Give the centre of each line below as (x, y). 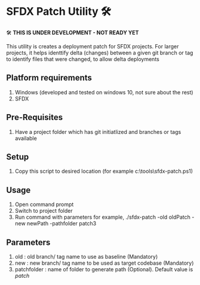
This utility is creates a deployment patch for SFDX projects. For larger (93, 46)
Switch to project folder (44, 211)
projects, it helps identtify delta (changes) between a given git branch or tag (100, 53)
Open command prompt (44, 204)
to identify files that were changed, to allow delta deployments (83, 59)
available (26, 138)
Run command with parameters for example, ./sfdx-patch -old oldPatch (103, 217)
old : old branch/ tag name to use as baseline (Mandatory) (86, 257)
